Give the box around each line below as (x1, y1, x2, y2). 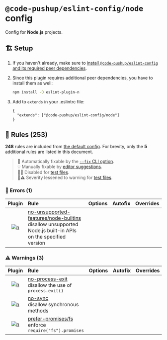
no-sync (28, 295, 49, 302)
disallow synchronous (28, 301, 79, 308)
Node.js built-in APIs (28, 227, 77, 234)
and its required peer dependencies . (12, 65, 87, 71)
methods (28, 307, 49, 314)
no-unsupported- (28, 208, 71, 215)
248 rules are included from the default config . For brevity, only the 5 (5, 144, 148, 150)
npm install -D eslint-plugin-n (12, 89, 80, 94)
